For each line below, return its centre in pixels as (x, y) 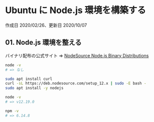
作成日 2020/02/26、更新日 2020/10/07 (46, 25)
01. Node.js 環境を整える (43, 42)
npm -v (12, 111)
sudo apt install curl (29, 79)
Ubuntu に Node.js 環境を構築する (76, 10)
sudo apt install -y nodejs (34, 88)
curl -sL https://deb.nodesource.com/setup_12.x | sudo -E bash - (76, 83)
